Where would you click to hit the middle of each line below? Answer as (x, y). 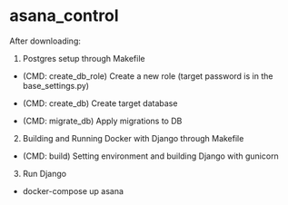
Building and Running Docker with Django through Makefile (133, 138)
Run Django (44, 173)
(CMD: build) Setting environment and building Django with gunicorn (150, 156)
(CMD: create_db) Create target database (100, 103)
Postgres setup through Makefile (84, 58)
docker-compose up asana (73, 190)
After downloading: (45, 41)
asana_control (65, 16)
